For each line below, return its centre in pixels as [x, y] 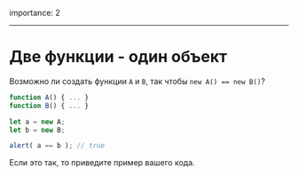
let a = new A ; [37, 122]
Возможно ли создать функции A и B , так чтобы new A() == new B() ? [137, 81]
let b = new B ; [37, 130]
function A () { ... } [49, 97]
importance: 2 [35, 13]
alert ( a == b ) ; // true [57, 146]
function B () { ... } [49, 105]
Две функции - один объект [118, 57]
